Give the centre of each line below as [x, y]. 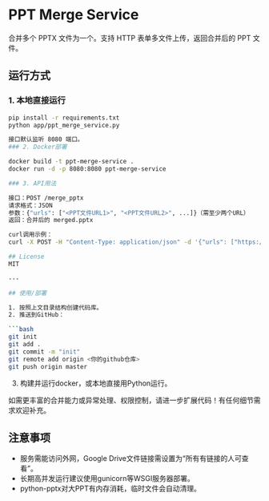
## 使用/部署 [28, 293]
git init [23, 337]
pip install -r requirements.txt [64, 118]
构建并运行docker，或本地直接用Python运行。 [96, 383]
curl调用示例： [31, 235]
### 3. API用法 [32, 183]
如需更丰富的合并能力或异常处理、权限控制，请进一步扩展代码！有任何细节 [131, 400]
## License [26, 257]
